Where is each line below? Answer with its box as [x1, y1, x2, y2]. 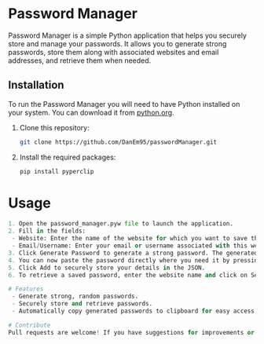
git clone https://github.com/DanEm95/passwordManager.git [19, 138, 218, 146]
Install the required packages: [19, 152, 116, 162]
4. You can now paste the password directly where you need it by [8, 256, 230, 264]
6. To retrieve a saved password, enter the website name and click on [8, 271, 247, 279]
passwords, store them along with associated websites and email [8, 47, 219, 57]
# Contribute [8, 321, 51, 329]
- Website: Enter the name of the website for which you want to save [11, 235, 247, 243]
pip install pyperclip [19, 167, 94, 175]
